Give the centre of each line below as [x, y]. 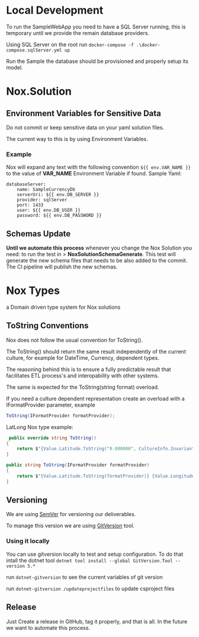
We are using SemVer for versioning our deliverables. [71, 514]
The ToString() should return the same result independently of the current [96, 351]
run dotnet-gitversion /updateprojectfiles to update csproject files [90, 588]
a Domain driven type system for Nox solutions [63, 307]
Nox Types [33, 291]
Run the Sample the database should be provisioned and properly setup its [97, 61]
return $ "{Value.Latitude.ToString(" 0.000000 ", [76, 449]
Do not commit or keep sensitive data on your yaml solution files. [85, 127]
